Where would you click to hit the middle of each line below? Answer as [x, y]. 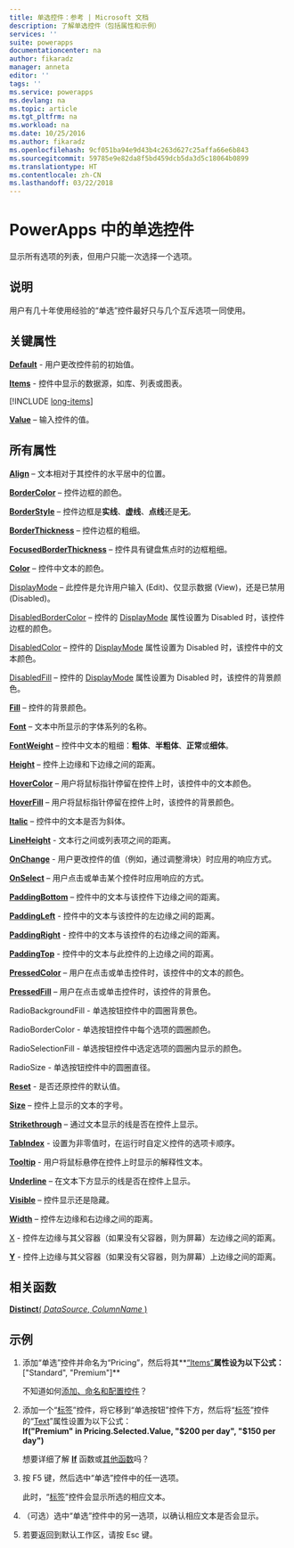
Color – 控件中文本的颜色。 [59, 568]
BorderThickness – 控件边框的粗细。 [77, 530]
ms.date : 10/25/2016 [48, 134]
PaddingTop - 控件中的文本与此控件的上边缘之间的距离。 [114, 954]
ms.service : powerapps [51, 92]
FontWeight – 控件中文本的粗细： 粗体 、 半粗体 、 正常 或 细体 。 [121, 745]
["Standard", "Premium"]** [71, 1372]
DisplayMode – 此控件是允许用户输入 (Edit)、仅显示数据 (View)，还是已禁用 [147, 587]
